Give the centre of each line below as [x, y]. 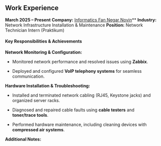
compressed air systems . [38, 130]
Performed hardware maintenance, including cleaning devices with [80, 125]
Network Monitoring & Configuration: [44, 52]
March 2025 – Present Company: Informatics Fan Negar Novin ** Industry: [81, 20]
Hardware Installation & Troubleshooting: [48, 86]
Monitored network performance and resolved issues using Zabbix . [80, 62]
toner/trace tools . [30, 115]
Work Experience [32, 8]
